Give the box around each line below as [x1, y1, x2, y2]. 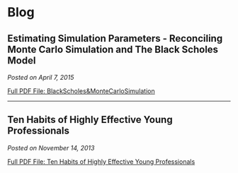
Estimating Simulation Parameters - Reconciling [7, 32, 223, 44]
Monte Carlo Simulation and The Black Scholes [7, 43, 218, 55]
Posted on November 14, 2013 [7, 143, 95, 152]
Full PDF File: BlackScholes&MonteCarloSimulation [7, 87, 156, 95]
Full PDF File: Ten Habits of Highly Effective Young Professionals [7, 157, 195, 166]
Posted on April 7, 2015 [7, 73, 74, 81]
